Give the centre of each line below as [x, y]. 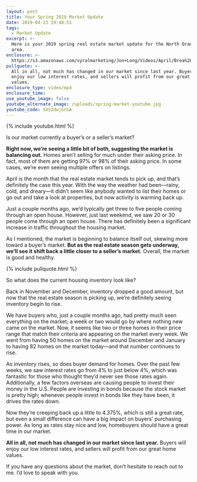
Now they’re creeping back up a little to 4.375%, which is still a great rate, [95, 413]
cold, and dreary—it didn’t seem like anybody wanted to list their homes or [96, 192]
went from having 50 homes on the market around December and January [96, 340]
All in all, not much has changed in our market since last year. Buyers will [96, 443]
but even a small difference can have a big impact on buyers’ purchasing [94, 419]
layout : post [22, 11]
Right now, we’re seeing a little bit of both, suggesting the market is [90, 149]
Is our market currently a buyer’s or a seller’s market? [70, 138]
